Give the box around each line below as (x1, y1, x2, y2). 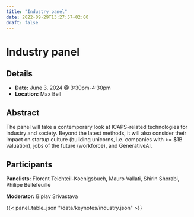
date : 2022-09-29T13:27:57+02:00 (6, 14, 89, 20)
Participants (6, 159, 52, 169)
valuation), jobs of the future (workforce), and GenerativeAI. (6, 142, 152, 150)
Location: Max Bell (14, 90, 61, 98)
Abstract (6, 108, 40, 118)
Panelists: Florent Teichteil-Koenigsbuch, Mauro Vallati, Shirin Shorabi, (6, 175, 180, 182)
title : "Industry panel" (6, 8, 68, 15)
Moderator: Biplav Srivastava (6, 193, 78, 200)
